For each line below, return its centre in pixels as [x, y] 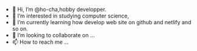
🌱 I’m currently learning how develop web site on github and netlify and [102, 22]
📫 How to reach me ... [40, 42]
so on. [20, 29]
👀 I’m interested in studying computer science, [70, 16]
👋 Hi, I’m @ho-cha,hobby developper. [59, 9]
